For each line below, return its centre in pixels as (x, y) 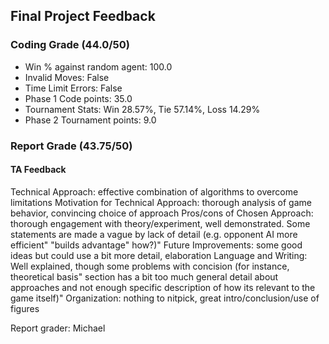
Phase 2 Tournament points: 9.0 (90, 120)
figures (25, 308)
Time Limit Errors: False (73, 88)
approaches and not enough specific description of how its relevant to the (163, 287)
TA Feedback (38, 170)
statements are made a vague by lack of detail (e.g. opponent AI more (154, 234)
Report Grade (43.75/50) (71, 146)
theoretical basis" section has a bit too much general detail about (144, 276)
